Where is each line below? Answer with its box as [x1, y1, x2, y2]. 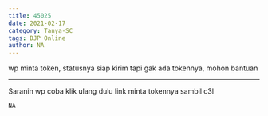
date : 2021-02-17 [8, 19, 66, 27]
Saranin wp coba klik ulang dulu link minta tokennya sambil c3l [8, 86, 214, 96]
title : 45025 [8, 11, 52, 20]
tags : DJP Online [8, 34, 66, 42]
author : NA [8, 42, 45, 50]
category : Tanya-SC [8, 26, 73, 34]
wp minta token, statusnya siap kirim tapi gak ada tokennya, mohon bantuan [8, 63, 258, 73]
